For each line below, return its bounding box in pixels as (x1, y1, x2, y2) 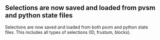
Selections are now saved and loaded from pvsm (5, 4, 156, 12)
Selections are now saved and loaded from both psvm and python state (5, 24, 148, 30)
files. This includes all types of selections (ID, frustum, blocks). (5, 29, 131, 35)
